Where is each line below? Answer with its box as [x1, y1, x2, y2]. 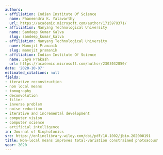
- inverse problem [5, 102, 42, 107]
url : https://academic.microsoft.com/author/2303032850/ [9, 61, 127, 66]
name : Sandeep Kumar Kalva [9, 30, 64, 34]
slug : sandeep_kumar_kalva [9, 34, 64, 39]
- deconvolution [5, 93, 38, 98]
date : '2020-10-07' [5, 66, 45, 71]
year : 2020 [5, 143, 27, 148]
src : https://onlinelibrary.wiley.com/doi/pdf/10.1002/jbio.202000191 [5, 134, 151, 138]
